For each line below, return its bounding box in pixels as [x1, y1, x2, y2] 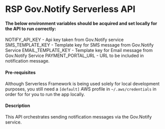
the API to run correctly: [5, 25, 56, 31]
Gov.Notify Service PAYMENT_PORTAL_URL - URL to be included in [5, 52, 144, 58]
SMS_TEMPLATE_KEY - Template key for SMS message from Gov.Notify [5, 42, 154, 48]
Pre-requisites [5, 69, 36, 75]
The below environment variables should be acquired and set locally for [5, 20, 157, 26]
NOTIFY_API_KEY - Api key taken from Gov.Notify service [5, 36, 124, 43]
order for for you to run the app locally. [5, 91, 85, 97]
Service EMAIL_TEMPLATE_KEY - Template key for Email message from [5, 47, 153, 53]
